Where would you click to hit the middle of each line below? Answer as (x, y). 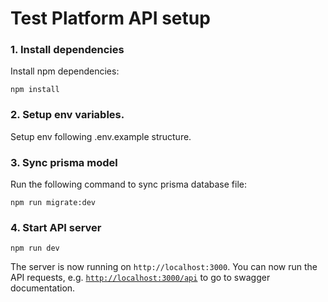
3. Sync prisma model (64, 162)
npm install (35, 90)
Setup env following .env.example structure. (101, 136)
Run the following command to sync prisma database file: (128, 184)
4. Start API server (56, 227)
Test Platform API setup (110, 18)
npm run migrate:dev (53, 203)
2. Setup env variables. (67, 115)
